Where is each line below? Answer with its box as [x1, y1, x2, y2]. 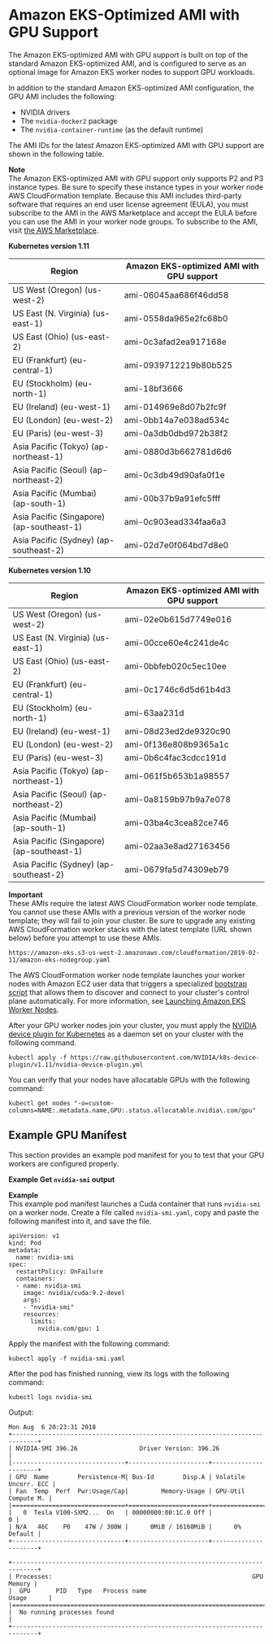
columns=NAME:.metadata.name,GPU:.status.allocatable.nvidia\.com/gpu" [8, 1106, 256, 1114]
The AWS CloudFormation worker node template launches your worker [8, 970, 245, 979]
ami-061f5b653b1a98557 [124, 770, 230, 782]
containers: [15, 1275, 57, 1283]
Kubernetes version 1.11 [8, 241, 89, 251]
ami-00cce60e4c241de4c [124, 637, 229, 648]
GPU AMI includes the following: [8, 91, 116, 101]
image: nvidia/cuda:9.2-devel [23, 1289, 126, 1297]
